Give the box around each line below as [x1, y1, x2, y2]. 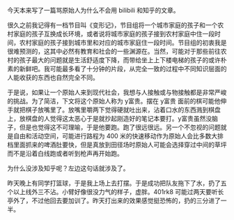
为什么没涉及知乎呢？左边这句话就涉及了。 [7, 164, 130, 173]
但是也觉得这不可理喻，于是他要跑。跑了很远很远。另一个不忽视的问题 [19, 123, 221, 131]
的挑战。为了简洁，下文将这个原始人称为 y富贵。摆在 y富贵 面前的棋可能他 [7, 97, 221, 105]
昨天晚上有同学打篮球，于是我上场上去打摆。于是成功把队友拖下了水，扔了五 [7, 179, 227, 187]
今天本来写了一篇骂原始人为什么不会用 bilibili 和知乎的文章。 [7, 6, 180, 14]
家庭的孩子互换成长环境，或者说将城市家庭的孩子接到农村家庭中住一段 [13, 30, 214, 38]
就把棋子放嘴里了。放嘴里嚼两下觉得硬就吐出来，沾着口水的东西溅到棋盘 [13, 105, 221, 114]
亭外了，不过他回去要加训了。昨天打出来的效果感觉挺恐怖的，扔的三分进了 [7, 196, 221, 205]
